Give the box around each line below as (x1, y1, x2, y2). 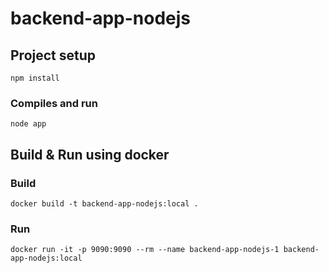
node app (10, 119, 47, 129)
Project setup (10, 47, 97, 64)
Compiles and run (10, 96, 98, 110)
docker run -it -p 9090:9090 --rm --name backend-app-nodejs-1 (10, 245, 280, 255)
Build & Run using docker (10, 146, 170, 163)
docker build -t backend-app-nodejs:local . (10, 198, 199, 209)
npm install (10, 73, 60, 83)
